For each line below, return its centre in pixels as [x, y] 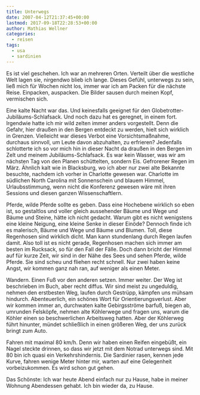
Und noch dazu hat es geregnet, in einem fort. [120, 117]
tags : [13, 45]
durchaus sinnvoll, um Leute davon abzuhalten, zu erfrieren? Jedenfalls [94, 142]
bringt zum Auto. [27, 330]
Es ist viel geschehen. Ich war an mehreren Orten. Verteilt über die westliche [100, 73]
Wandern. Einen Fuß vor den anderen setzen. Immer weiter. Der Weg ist [94, 279]
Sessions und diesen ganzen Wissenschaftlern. [64, 193]
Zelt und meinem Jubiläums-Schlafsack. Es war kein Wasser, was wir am [96, 155]
